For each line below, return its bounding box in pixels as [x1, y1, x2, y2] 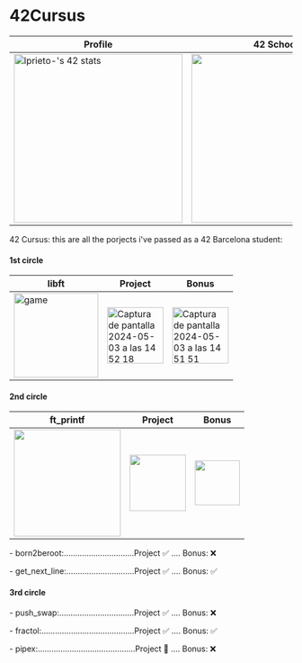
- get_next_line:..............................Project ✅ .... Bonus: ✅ [9, 566, 218, 577]
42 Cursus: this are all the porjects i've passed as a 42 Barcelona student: [9, 233, 283, 244]
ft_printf [49, 413, 85, 426]
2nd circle [9, 391, 48, 402]
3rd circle [9, 586, 47, 597]
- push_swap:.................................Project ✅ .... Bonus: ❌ [9, 607, 218, 618]
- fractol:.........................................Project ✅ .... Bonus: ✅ [9, 625, 218, 636]
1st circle [9, 254, 44, 266]
